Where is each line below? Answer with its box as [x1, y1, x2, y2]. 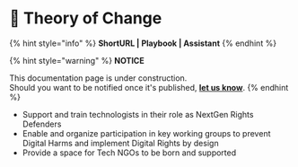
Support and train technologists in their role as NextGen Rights [22, 109, 254, 119]
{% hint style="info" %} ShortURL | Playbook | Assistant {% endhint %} [9, 38, 276, 48]
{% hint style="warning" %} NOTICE [9, 55, 145, 66]
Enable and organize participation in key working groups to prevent [22, 127, 271, 138]
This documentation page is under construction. [9, 72, 188, 83]
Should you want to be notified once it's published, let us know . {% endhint [9, 82, 289, 92]
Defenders [22, 119, 62, 129]
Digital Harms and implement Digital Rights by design [22, 137, 219, 148]
